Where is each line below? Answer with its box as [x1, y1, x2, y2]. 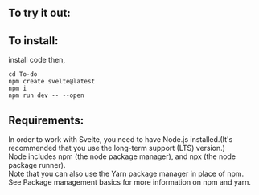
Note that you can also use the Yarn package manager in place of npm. [8, 169, 245, 179]
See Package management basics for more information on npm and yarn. [8, 177, 252, 187]
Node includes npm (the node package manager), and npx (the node [8, 152, 236, 161]
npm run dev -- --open [8, 91, 84, 100]
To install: [8, 34, 59, 47]
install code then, [8, 55, 66, 65]
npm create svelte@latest [8, 78, 95, 86]
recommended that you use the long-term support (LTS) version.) [8, 144, 225, 153]
